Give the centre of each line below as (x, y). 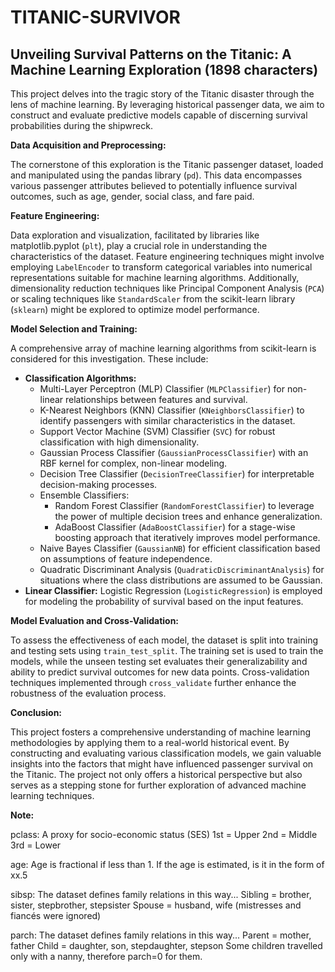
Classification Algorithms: (80, 378)
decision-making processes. (98, 484)
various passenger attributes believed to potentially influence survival (154, 185)
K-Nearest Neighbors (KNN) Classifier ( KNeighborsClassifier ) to (172, 410)
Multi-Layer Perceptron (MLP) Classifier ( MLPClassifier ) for (162, 389)
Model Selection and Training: (74, 329)
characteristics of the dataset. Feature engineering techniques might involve (167, 256)
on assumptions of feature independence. (126, 559)
